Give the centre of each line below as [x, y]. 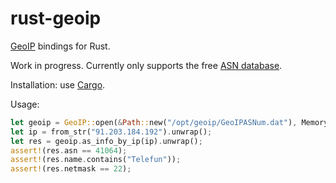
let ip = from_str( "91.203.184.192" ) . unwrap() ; [111, 132]
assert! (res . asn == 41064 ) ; [69, 150]
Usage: [25, 104]
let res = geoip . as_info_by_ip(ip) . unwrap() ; [106, 141]
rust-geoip [56, 18]
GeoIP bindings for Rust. [60, 46]
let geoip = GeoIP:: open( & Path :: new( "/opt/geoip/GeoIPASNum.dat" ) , [154, 122]
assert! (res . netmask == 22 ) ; [71, 169]
